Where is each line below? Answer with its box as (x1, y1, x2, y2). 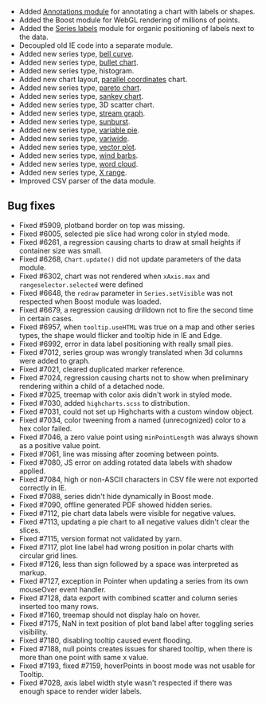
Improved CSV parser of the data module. (18, 176, 156, 186)
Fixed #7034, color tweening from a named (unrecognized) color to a (18, 415, 246, 425)
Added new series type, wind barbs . (18, 151, 139, 160)
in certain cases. (18, 313, 74, 323)
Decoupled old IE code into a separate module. (18, 41, 173, 50)
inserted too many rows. (18, 601, 99, 611)
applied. (18, 466, 46, 475)
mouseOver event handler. (18, 584, 107, 594)
